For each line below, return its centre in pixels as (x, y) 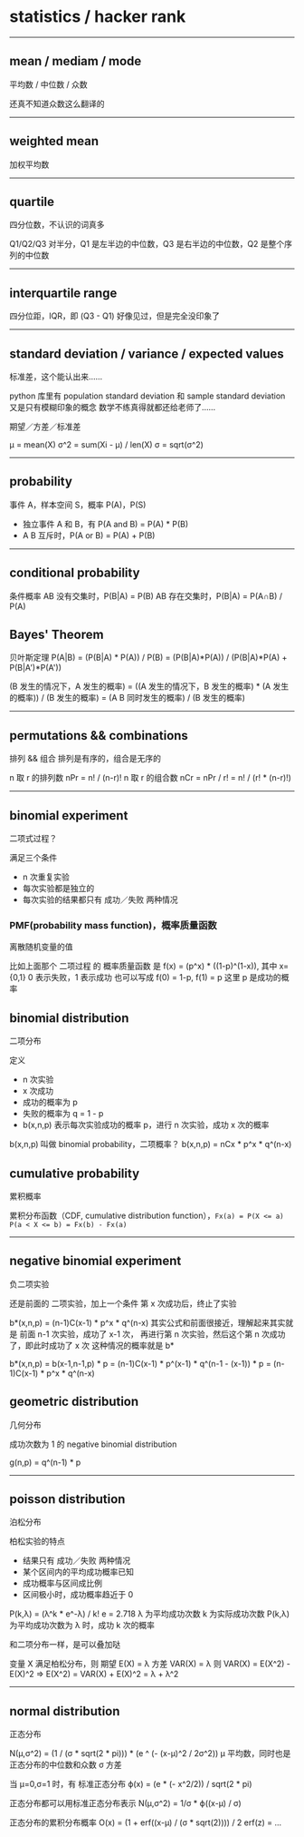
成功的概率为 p (50, 1102)
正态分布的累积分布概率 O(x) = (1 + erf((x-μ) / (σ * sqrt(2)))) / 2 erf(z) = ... (146, 1822)
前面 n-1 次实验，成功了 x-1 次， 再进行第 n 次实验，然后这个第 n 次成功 (152, 1334)
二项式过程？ (33, 839)
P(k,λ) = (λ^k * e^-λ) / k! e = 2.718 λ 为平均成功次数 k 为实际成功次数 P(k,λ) (150, 1614)
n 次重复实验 (46, 877)
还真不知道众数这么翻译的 (57, 103)
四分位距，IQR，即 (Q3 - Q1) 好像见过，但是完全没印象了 (114, 316)
